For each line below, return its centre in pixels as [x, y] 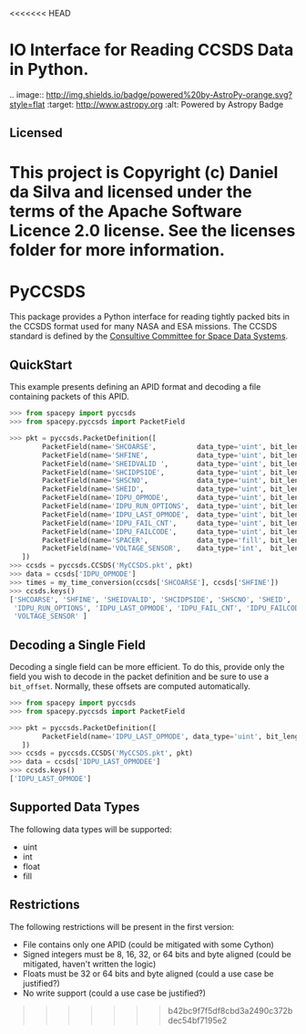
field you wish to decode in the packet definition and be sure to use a [139, 677]
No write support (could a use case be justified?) [114, 993]
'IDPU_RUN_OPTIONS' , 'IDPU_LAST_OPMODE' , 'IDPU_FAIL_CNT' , [128, 608]
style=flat [27, 104]
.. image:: [27, 94]
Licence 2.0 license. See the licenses [153, 230]
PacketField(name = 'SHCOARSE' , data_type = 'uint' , [154, 446]
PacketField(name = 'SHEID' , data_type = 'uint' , [154, 489]
